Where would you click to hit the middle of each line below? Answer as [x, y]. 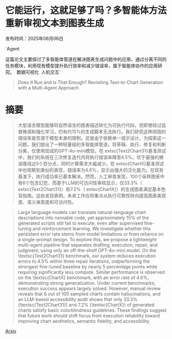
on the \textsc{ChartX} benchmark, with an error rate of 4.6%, [83, 278]
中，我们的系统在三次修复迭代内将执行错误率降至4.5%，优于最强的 [89, 157]
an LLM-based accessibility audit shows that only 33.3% [78, 299]
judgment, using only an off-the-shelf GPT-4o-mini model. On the [87, 250]
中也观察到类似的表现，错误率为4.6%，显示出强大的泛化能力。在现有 [91, 170]
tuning [25, 228]
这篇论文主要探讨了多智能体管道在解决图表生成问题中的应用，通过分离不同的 [86, 59]
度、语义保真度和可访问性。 [47, 202]
